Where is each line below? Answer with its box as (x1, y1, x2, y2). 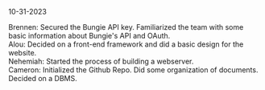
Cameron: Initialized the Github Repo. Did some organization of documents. (8, 65, 259, 75)
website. (8, 48, 37, 57)
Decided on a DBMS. (8, 74, 78, 83)
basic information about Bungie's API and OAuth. (8, 31, 171, 40)
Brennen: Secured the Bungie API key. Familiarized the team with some (8, 22, 244, 31)
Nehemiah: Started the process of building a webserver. (8, 56, 194, 66)
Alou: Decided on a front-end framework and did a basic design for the (8, 39, 244, 49)
